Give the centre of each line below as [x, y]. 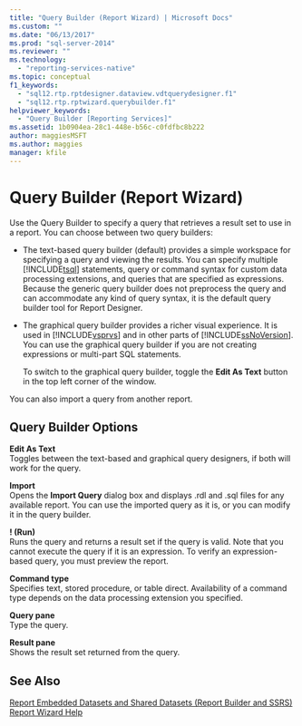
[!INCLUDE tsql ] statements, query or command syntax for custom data [155, 269]
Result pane [33, 643]
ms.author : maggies [46, 144]
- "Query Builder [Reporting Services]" [95, 119]
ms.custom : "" [36, 26]
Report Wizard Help [46, 712]
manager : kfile [38, 152]
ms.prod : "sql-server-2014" [63, 43]
